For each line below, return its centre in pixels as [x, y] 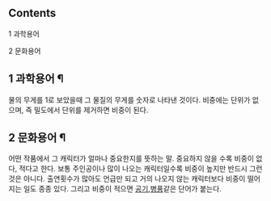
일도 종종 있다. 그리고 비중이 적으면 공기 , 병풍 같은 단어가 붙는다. [123, 189]
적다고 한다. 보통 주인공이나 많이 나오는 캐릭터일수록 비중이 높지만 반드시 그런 [141, 169]
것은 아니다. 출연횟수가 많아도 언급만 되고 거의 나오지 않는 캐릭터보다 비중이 [127, 179]
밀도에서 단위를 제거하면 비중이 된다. [91, 110]
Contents [32, 13]
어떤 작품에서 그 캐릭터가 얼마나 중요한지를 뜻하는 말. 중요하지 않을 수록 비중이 [131, 159]
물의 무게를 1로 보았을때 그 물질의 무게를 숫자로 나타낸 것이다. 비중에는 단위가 [129, 99]
